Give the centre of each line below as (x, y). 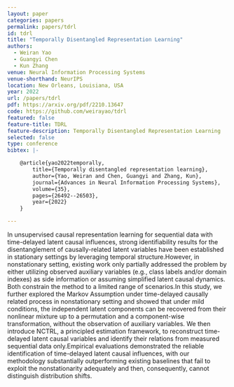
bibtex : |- (23, 150)
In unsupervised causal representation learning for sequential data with (110, 234)
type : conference (33, 144)
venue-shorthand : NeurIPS (45, 79)
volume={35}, (51, 189)
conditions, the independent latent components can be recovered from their (117, 309)
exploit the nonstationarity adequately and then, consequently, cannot (108, 368)
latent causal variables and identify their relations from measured (126, 339)
